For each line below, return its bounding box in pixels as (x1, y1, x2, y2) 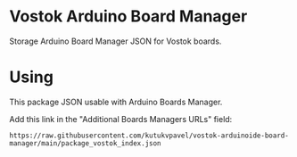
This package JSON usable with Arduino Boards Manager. (9, 96, 223, 107)
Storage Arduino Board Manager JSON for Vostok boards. (9, 36, 222, 46)
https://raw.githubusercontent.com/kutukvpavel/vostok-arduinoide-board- (9, 131, 290, 140)
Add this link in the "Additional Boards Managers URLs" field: (9, 113, 233, 124)
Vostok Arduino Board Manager (9, 6, 248, 27)
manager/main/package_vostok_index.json (9, 138, 162, 148)
